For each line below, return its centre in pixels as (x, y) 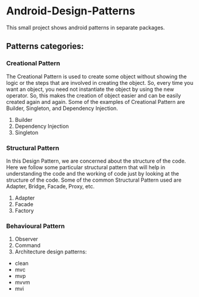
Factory (24, 210)
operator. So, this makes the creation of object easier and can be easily (94, 95)
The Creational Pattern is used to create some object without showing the (97, 76)
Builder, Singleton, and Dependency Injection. (62, 108)
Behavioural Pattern (35, 226)
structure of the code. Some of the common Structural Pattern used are (94, 180)
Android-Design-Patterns (71, 11)
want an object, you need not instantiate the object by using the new (90, 89)
